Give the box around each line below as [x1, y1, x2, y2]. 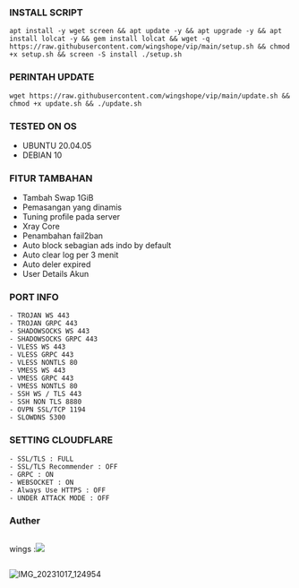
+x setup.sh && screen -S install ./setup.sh [9, 50, 182, 59]
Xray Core [21, 221, 60, 232]
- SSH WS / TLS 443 [9, 390, 82, 399]
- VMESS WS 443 [9, 366, 66, 376]
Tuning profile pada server [21, 212, 121, 222]
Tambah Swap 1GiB [21, 193, 94, 203]
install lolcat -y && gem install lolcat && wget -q [9, 34, 210, 44]
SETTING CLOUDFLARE [9, 434, 114, 446]
